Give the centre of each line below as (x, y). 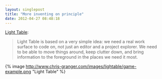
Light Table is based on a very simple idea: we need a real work (81, 42)
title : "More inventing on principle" (44, 14)
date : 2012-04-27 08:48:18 (32, 18)
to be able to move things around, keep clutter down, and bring (80, 52)
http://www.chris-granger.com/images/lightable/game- (81, 66)
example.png (18, 72)
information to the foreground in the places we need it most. (77, 57)
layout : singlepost (25, 9)
